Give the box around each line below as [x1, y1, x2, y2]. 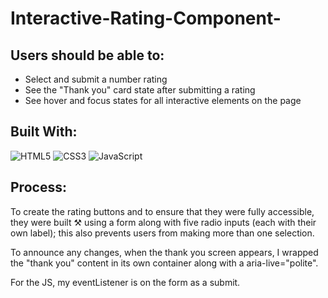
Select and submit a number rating [24, 73, 168, 85]
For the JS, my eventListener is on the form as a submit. [10, 276, 241, 288]
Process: [10, 179, 67, 196]
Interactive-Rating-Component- [10, 7, 282, 30]
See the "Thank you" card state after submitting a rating [24, 84, 256, 96]
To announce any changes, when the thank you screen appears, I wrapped [10, 246, 319, 258]
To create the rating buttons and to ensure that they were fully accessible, [10, 205, 315, 217]
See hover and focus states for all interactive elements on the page [24, 95, 302, 106]
